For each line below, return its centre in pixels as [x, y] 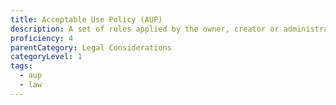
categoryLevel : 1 [46, 57]
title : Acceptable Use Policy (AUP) [86, 19]
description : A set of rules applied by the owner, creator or [145, 29]
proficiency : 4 [42, 38]
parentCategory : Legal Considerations [91, 47]
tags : [21, 66]
